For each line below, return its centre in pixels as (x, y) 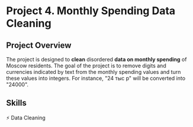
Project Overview (39, 45)
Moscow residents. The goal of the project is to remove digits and (86, 66)
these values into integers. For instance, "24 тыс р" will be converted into (96, 78)
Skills (16, 103)
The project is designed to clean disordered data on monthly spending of (96, 59)
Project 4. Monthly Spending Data (91, 11)
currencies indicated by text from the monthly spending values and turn (94, 72)
